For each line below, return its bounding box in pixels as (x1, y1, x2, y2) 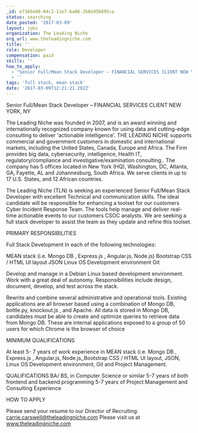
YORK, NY (6, 107, 31, 115)
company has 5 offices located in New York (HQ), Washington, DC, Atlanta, (6, 163, 189, 170)
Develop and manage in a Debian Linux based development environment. (6, 270, 184, 277)
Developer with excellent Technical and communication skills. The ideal (6, 193, 180, 200)
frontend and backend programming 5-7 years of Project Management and (6, 378, 188, 385)
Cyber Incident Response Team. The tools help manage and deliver (6, 206, 170, 213)
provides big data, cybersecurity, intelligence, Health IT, (6, 150, 142, 157)
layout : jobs (6, 25, 38, 31)
